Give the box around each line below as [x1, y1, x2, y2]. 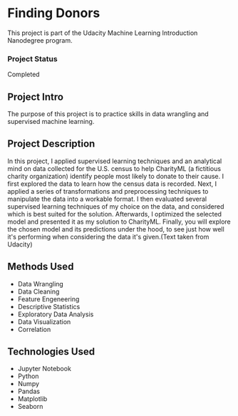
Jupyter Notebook [17, 365, 71, 373]
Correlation [17, 325, 51, 333]
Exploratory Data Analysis [17, 310, 94, 318]
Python [17, 372, 39, 380]
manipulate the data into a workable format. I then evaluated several [7, 194, 207, 203]
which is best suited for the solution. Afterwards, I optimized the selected [7, 209, 222, 218]
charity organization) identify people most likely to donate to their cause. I [7, 172, 224, 180]
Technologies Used [7, 345, 95, 358]
